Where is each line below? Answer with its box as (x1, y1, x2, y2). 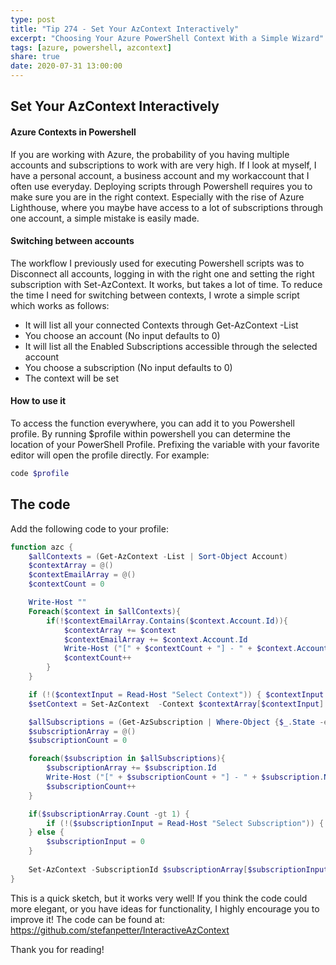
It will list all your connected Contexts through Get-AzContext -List (24, 319, 299, 331)
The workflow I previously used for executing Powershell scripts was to (10, 257, 305, 269)
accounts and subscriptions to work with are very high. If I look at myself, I (10, 159, 317, 171)
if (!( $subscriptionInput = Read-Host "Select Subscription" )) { (46, 818, 325, 828)
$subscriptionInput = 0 (46, 837, 145, 847)
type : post (10, 14, 56, 25)
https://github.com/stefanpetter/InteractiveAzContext (10, 924, 230, 936)
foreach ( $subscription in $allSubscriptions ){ (28, 754, 226, 764)
